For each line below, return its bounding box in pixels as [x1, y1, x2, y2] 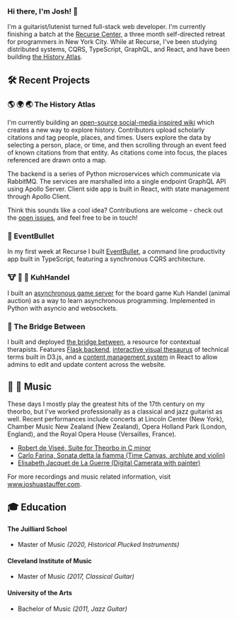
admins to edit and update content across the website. [7, 360, 166, 368]
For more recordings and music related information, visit [7, 472, 171, 481]
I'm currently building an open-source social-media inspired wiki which [7, 118, 214, 126]
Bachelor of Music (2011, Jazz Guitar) [17, 604, 127, 613]
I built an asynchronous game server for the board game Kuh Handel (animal [7, 289, 231, 297]
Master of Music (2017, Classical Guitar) [17, 572, 134, 581]
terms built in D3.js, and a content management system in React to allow [7, 353, 218, 361]
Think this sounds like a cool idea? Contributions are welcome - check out [7, 206, 224, 214]
